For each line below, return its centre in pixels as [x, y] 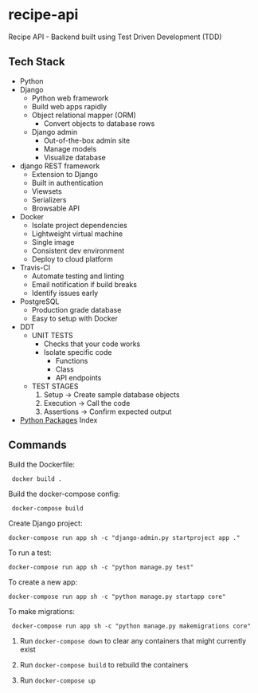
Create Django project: [45, 523]
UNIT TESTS [52, 335]
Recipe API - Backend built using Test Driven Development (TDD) [115, 37]
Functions [72, 360]
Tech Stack [37, 62]
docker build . [37, 479]
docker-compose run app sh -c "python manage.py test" [101, 567]
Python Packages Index [59, 419]
